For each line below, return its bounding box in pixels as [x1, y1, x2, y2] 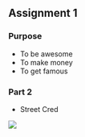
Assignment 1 [8, 6, 78, 20]
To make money [19, 57, 74, 67]
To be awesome [19, 48, 74, 59]
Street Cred [19, 104, 59, 114]
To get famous [19, 66, 68, 76]
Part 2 [8, 86, 33, 98]
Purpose [8, 31, 42, 42]
